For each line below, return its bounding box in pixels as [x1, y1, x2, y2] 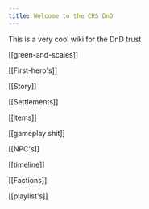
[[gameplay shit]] [8, 128, 66, 138]
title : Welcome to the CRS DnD [8, 11, 114, 20]
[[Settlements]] [8, 96, 59, 106]
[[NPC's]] [8, 143, 40, 154]
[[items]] [8, 113, 38, 122]
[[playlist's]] [8, 191, 48, 201]
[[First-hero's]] [8, 66, 58, 75]
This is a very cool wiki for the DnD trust [8, 34, 142, 44]
